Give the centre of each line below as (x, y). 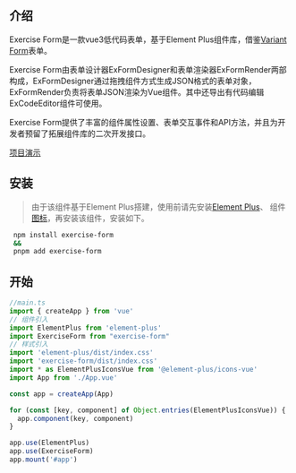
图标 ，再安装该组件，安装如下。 (90, 218)
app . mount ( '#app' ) (43, 460)
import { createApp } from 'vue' (72, 311)
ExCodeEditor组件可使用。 (58, 103)
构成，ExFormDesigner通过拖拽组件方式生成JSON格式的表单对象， (133, 81)
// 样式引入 (29, 344)
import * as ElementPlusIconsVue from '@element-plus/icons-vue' (133, 370)
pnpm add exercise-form (57, 252)
